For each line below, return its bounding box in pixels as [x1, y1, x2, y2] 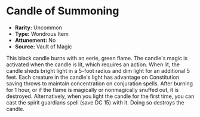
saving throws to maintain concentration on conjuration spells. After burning [6, 79, 193, 87]
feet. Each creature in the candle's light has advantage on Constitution [6, 73, 180, 81]
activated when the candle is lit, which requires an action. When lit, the [6, 61, 180, 68]
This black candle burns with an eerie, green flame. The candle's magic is [6, 54, 188, 61]
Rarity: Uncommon [14, 24, 63, 31]
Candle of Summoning [6, 4, 119, 18]
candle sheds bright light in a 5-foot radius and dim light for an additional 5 [6, 67, 190, 74]
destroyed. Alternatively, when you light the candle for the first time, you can [6, 93, 195, 100]
